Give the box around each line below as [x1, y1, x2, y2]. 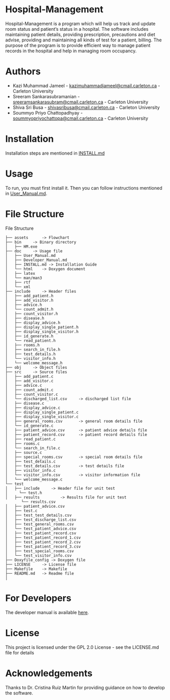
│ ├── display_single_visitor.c [5, 414, 79, 419]
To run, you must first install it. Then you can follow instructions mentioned [5, 185, 162, 191]
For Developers [5, 592, 71, 604]
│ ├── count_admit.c [5, 387, 54, 392]
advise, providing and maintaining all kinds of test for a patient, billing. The [5, 37, 162, 43]
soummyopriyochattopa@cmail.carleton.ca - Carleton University [12, 115, 149, 121]
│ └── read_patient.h [5, 338, 56, 343]
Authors [5, 65, 41, 77]
